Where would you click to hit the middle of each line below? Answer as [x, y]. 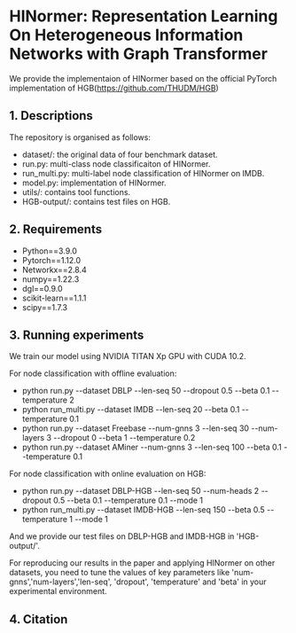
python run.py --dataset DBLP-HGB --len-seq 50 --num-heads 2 [140, 491]
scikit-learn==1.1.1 [54, 298]
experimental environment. [58, 591]
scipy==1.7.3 [45, 307]
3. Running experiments [77, 335]
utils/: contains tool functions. [76, 191]
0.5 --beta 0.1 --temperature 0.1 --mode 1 [128, 500]
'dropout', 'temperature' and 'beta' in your [191, 582]
